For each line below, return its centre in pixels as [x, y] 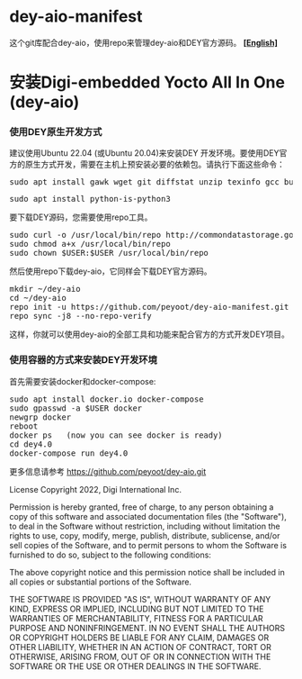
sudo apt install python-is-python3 [90, 199]
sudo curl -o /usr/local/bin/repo [85, 235]
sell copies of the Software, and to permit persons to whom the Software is [148, 545]
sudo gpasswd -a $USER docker [76, 408]
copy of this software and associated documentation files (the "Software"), [148, 516]
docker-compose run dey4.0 [69, 453]
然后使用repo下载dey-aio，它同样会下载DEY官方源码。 [111, 271]
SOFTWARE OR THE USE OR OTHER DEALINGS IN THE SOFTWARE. [135, 666]
